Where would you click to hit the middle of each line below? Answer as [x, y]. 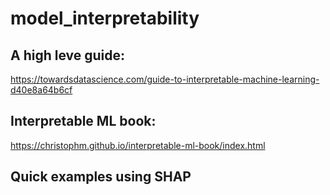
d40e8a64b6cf [41, 90]
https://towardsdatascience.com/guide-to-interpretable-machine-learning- [165, 79]
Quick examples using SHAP [101, 177]
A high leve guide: [68, 55]
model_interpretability [105, 18]
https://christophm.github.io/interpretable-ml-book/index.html [138, 145]
